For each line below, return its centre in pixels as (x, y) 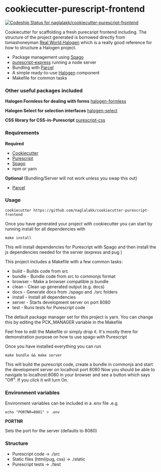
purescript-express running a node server (54, 62)
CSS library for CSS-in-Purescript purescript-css (55, 120)
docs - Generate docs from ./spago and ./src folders (65, 292)
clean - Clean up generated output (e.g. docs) (58, 287)
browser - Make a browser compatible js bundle (60, 281)
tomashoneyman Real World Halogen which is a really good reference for (79, 42)
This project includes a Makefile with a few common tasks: (64, 261)
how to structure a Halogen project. (41, 47)
